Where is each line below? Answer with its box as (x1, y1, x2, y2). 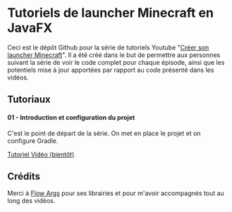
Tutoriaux (7, 94, 51, 106)
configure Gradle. (7, 136, 59, 145)
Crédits (7, 170, 41, 182)
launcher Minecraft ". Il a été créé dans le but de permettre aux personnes (7, 51, 221, 59)
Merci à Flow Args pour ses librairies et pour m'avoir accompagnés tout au (7, 189, 224, 198)
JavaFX (7, 20, 53, 36)
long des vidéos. (7, 197, 56, 205)
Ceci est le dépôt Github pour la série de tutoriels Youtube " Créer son (7, 43, 209, 51)
